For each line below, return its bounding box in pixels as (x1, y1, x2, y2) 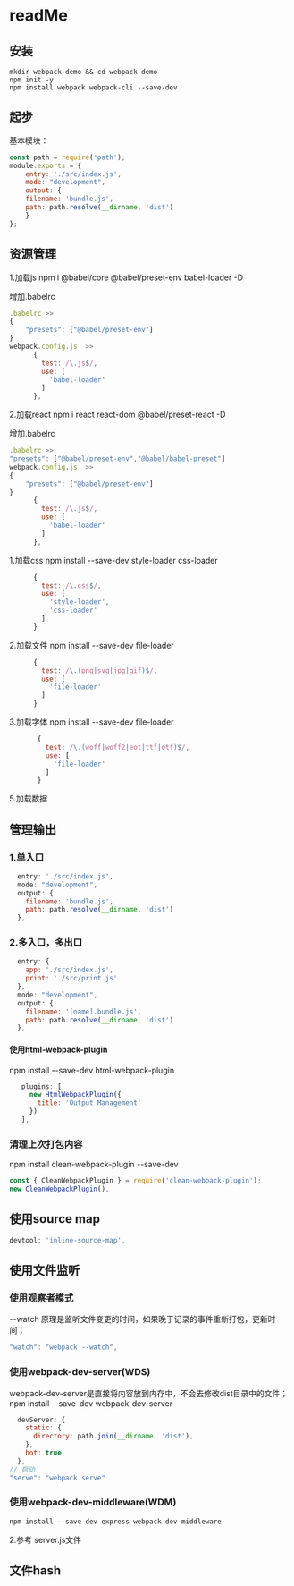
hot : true (25, 1448, 63, 1458)
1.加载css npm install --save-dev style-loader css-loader (9, 555, 219, 565)
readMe (9, 5, 69, 26)
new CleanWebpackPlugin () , (9, 1184, 110, 1194)
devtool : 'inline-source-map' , (9, 1235, 126, 1244)
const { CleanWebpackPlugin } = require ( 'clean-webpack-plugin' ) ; (9, 1176, 262, 1185)
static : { (25, 1423, 63, 1432)
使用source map (9, 1211, 101, 1226)
